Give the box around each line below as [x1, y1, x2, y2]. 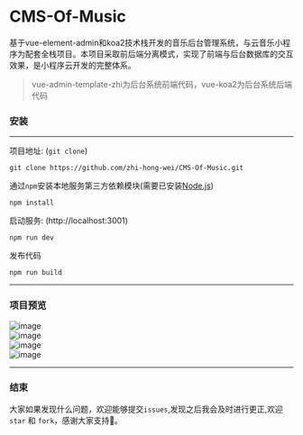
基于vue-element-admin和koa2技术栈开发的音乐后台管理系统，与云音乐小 [9, 37, 283, 48]
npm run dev [9, 233, 54, 242]
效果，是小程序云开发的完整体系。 [9, 59, 136, 70]
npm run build [9, 268, 63, 277]
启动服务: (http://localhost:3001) [9, 215, 129, 226]
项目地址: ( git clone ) [9, 146, 88, 157]
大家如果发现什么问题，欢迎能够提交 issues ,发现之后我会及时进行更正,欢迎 [9, 403, 284, 414]
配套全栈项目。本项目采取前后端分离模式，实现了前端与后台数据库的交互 [24, 48, 294, 59]
